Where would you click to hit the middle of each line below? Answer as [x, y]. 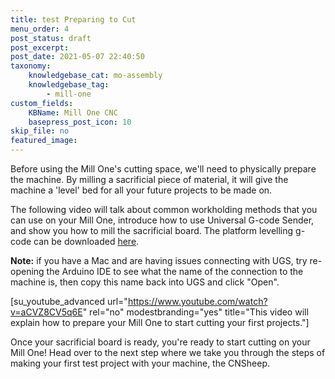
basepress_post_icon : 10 [80, 122]
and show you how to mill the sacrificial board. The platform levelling [152, 230]
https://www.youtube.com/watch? [197, 301]
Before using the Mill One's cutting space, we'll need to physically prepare [163, 169]
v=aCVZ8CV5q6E [46, 312]
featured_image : [44, 141]
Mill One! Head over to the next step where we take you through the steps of [168, 352]
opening [27, 271]
